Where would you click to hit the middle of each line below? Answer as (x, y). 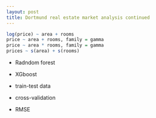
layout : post (23, 12)
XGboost (26, 74)
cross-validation (35, 98)
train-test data (33, 86)
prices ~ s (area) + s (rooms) (43, 51)
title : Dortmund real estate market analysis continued (78, 18)
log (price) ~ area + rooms (40, 34)
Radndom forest (35, 62)
